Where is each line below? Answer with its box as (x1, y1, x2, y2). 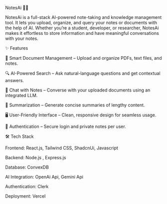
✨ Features (5, 45, 28, 51)
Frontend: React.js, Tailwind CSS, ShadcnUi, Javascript (5, 145, 119, 151)
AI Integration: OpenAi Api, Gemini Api (5, 174, 84, 180)
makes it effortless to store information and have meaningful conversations (5, 30, 160, 36)
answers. (5, 78, 24, 83)
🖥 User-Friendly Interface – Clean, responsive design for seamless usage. (5, 112, 157, 118)
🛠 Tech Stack (5, 133, 34, 139)
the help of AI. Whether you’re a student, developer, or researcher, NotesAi (5, 25, 159, 31)
